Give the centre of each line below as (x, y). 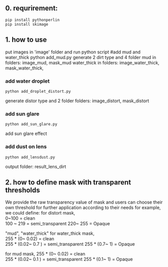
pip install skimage (27, 24)
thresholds (23, 190)
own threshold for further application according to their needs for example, (83, 208)
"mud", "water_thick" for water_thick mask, (50, 233)
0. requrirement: (32, 8)
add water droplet (27, 81)
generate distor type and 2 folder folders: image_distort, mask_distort (77, 101)
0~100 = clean (20, 218)
